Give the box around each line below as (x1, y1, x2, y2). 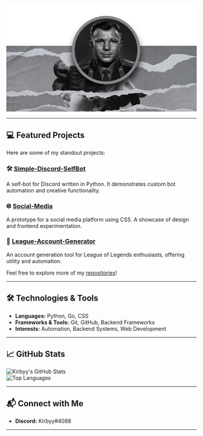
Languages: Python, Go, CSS (14, 312, 89, 319)
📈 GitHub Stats (6, 349, 65, 359)
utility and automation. (6, 257, 62, 264)
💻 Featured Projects (6, 130, 85, 140)
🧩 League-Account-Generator (6, 237, 95, 246)
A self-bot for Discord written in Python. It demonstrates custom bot (6, 180, 176, 188)
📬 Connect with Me (6, 398, 83, 409)
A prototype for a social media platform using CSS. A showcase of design (6, 216, 189, 223)
